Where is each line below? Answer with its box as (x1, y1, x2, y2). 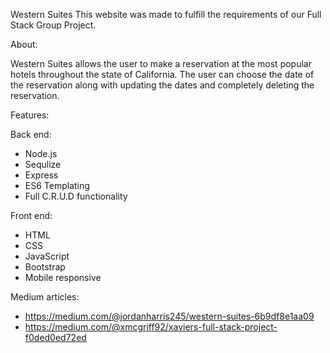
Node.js (24, 148, 58, 159)
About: (10, 39, 38, 50)
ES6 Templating (24, 180, 90, 191)
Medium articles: (10, 291, 80, 303)
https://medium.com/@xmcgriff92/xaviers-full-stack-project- (24, 321, 278, 333)
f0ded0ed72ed (24, 332, 87, 343)
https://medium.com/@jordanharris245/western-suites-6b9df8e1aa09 (24, 310, 315, 322)
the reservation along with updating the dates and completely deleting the (10, 79, 315, 91)
